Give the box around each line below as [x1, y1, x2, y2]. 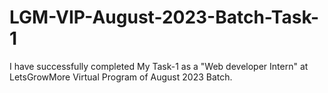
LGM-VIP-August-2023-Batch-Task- [9, 6, 320, 29]
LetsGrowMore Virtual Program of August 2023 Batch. [9, 71, 233, 83]
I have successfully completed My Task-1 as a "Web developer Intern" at [9, 60, 309, 72]
